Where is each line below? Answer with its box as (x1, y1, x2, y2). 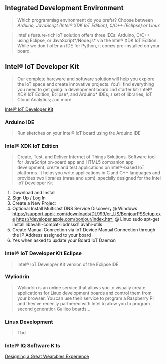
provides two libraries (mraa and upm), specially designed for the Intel (17, 175, 161, 181)
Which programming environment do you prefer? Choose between (17, 17, 153, 23)
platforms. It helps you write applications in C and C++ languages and (17, 170, 160, 176)
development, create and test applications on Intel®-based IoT (17, 164, 145, 171)
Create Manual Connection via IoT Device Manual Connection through (12, 227, 155, 233)
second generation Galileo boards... (17, 306, 91, 312)
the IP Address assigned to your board (12, 232, 91, 238)
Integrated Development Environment (5, 4, 124, 12)
